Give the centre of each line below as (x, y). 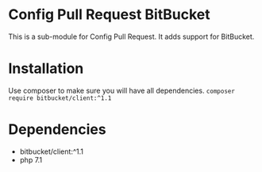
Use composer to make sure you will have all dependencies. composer (122, 90)
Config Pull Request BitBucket (109, 15)
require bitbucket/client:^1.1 (60, 98)
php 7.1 (31, 159)
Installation (46, 69)
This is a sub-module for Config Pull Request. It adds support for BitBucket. (131, 36)
